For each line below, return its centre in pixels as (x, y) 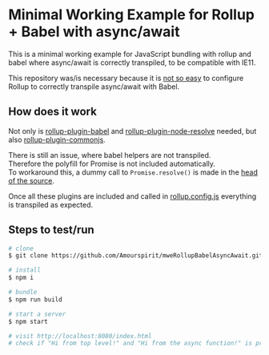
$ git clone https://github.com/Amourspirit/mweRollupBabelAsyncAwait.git (136, 256)
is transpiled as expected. (51, 204)
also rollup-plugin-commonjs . (57, 139)
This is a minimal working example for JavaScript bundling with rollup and (130, 54)
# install (25, 270)
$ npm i (21, 278)
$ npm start (28, 321)
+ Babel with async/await (94, 32)
